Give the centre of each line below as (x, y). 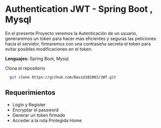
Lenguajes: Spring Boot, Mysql (37, 58)
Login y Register (29, 104)
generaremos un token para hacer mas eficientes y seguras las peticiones (81, 39)
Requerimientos (30, 93)
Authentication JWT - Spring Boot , (79, 9)
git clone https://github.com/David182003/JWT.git (63, 77)
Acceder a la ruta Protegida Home (47, 120)
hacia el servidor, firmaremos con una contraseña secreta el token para (78, 43)
